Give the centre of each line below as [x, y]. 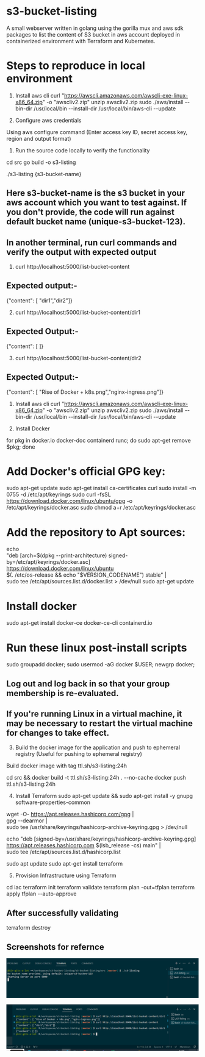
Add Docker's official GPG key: [86, 471]
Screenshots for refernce [56, 947]
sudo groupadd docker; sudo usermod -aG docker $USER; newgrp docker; [101, 664]
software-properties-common [52, 802]
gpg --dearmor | [27, 820]
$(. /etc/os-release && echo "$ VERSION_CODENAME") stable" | [86, 575]
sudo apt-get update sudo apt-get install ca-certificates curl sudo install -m [101, 488]
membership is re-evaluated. [63, 693]
